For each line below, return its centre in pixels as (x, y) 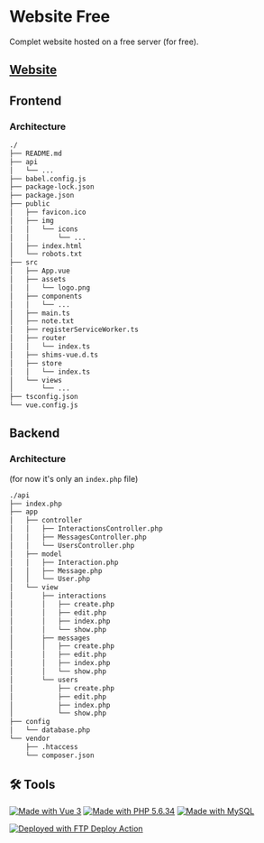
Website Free (60, 17)
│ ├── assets (38, 280)
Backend (35, 434)
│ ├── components (46, 296)
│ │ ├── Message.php (56, 570)
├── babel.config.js (48, 179)
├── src (24, 263)
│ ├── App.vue (40, 271)
